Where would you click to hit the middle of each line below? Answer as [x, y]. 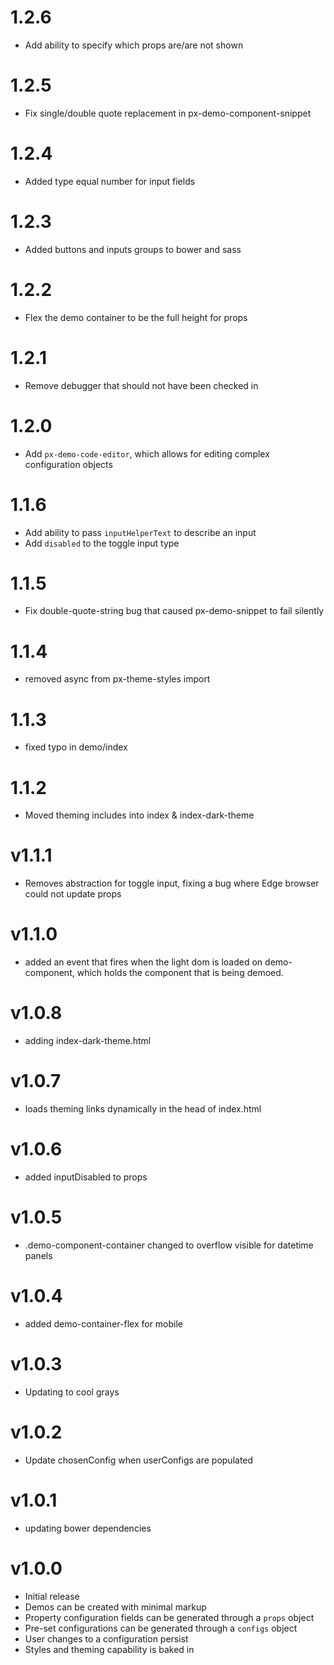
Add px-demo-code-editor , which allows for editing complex [147, 453]
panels [38, 1255]
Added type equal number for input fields [110, 181]
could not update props [73, 894]
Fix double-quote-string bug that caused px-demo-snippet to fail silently [174, 611]
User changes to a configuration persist [106, 1638]
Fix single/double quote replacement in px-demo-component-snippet [168, 113]
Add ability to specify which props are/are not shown [134, 45]
